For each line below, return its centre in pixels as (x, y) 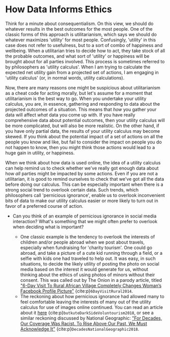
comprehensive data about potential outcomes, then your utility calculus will (85, 120)
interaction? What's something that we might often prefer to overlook (85, 221)
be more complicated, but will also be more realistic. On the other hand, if (82, 126)
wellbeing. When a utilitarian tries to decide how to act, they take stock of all (85, 51)
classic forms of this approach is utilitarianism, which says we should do (81, 34)
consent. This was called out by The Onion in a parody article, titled (91, 280)
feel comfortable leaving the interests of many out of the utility (86, 302)
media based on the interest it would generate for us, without (84, 269)
